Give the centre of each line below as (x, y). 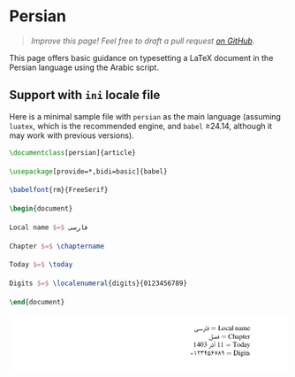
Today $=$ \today (41, 265)
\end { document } (37, 302)
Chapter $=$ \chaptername (57, 246)
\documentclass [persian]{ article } (73, 152)
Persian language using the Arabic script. (84, 67)
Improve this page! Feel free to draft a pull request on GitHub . (143, 41)
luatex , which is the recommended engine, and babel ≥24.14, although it (140, 126)
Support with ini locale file (85, 95)
